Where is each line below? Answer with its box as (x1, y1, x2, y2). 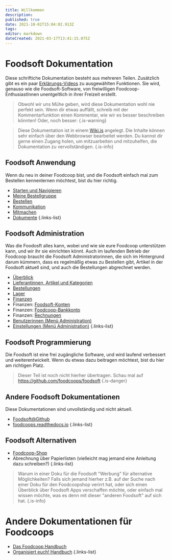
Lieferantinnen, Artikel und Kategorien (12, 279, 93, 286)
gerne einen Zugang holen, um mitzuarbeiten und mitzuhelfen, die (17, 138, 157, 144)
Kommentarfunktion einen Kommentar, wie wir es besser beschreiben (17, 112, 165, 118)
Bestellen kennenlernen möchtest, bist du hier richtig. (5, 177, 118, 183)
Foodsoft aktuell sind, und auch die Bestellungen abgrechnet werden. (5, 264, 152, 271)
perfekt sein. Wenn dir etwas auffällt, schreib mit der (17, 106, 129, 112)
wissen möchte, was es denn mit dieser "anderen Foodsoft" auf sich (17, 492, 162, 498)
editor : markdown (5, 31, 42, 36)
